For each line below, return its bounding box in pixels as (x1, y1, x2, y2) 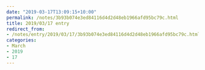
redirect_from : (6, 26, 45, 32)
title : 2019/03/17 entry (6, 20, 70, 26)
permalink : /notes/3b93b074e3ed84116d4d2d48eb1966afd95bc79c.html (6, 15, 179, 21)
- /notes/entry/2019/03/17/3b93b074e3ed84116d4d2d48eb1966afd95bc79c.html (6, 32, 201, 38)
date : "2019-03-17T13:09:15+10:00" (6, 9, 97, 15)
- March (6, 43, 26, 49)
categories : (6, 37, 37, 43)
